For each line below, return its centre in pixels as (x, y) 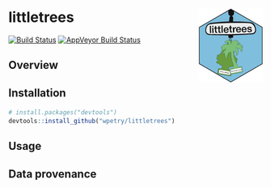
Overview (34, 65)
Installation (37, 93)
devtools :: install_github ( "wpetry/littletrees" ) (92, 122)
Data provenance (53, 174)
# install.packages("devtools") (63, 113)
